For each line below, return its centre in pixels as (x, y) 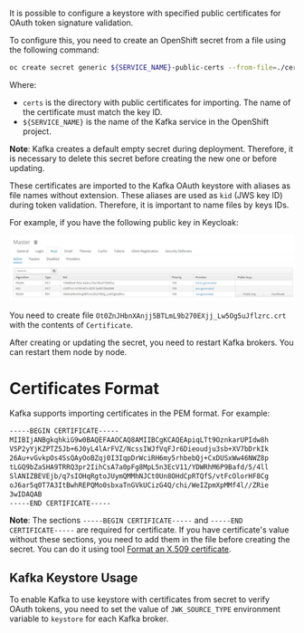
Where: (23, 84)
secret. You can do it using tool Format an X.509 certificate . (121, 549)
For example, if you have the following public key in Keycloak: (124, 222)
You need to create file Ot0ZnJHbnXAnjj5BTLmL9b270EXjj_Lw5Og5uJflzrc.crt (148, 315)
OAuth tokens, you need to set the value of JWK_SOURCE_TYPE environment (145, 609)
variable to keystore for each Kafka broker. (89, 619)
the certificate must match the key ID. (92, 111)
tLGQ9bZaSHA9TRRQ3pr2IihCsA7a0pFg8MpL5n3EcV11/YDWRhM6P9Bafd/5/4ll (139, 467)
